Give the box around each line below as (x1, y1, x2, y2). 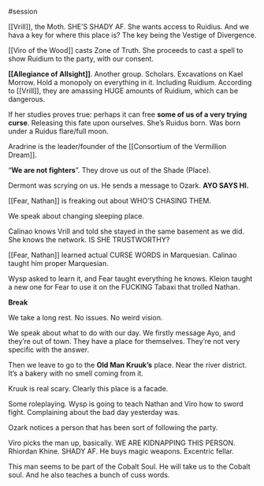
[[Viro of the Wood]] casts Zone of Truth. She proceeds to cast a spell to (8, 46, 244, 54)
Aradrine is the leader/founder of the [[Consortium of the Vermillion (8, 142, 227, 151)
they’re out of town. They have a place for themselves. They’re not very (8, 337, 240, 346)
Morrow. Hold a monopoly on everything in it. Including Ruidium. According (8, 78, 252, 87)
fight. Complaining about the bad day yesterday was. (8, 408, 180, 417)
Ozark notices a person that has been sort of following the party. (8, 423, 218, 432)
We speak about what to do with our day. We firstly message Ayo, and (8, 328, 236, 338)
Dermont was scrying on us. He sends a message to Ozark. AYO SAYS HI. (8, 181, 250, 190)
